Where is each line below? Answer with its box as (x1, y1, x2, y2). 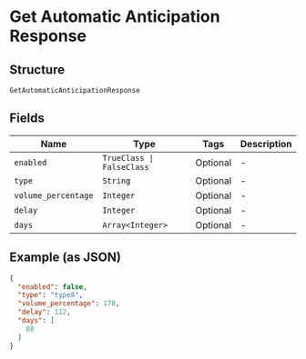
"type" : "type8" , (17, 291, 84, 300)
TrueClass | (102, 153, 155, 163)
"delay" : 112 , (17, 307, 71, 317)
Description (240, 137, 292, 150)
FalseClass (102, 162, 149, 172)
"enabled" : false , (17, 282, 88, 292)
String (102, 175, 131, 185)
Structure (9, 62, 66, 77)
